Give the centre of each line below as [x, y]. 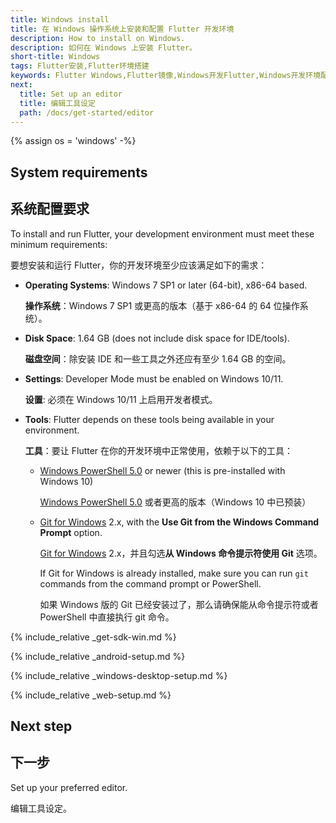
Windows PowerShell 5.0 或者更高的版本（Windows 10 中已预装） [175, 502]
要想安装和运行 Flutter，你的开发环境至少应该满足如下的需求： [139, 265]
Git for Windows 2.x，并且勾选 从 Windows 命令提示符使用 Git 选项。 [181, 553]
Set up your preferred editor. [69, 787]
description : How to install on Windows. [98, 38]
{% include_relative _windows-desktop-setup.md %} [119, 675]
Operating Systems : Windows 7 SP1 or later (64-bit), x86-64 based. [166, 285]
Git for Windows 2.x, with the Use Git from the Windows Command [179, 522]
